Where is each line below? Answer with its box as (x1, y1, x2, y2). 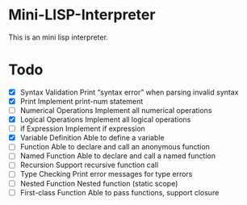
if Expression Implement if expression (19, 123, 145, 134)
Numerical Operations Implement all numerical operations (19, 106, 212, 115)
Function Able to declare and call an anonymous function (19, 142, 210, 152)
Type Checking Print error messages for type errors (19, 169, 193, 179)
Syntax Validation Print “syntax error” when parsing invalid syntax (19, 87, 239, 97)
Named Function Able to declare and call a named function (19, 151, 216, 161)
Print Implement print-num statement (19, 96, 144, 106)
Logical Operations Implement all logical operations (19, 115, 191, 124)
